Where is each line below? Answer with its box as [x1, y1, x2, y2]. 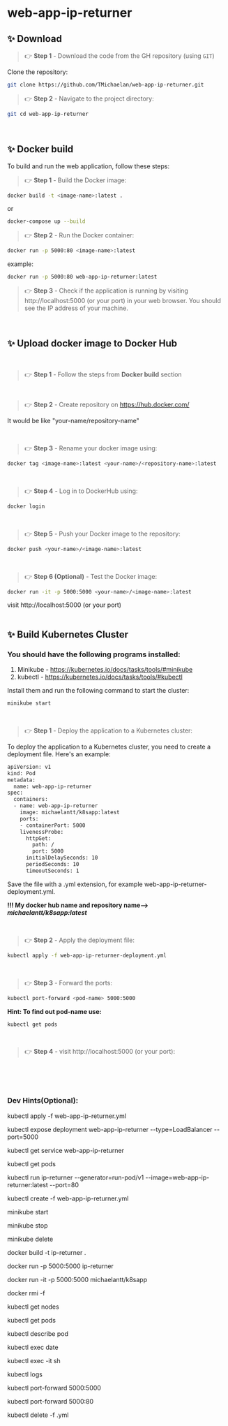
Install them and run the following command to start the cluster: [7, 686, 190, 695]
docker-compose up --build [7, 218, 86, 225]
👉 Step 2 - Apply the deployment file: [24, 936, 135, 944]
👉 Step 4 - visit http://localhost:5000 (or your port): [24, 1048, 176, 1056]
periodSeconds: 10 [25, 861, 79, 868]
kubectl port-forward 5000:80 [7, 1397, 94, 1405]
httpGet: [25, 835, 52, 842]
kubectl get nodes [7, 1302, 59, 1311]
